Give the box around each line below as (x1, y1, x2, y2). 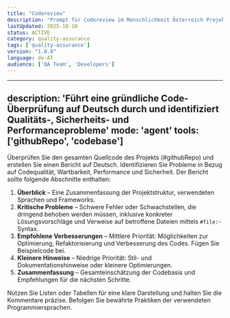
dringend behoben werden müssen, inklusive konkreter (16, 210, 173, 219)
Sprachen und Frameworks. (16, 196, 96, 204)
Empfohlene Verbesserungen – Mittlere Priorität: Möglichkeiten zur (16, 232, 209, 240)
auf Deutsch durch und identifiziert (66, 103, 219, 115)
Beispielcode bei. (16, 247, 66, 255)
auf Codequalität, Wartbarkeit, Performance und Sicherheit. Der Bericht (7, 168, 209, 176)
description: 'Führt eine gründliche (7, 93, 159, 105)
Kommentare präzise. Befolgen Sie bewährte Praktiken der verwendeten (7, 296, 211, 304)
